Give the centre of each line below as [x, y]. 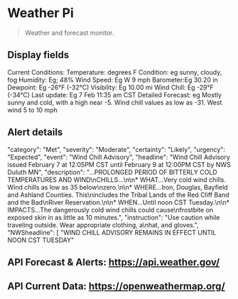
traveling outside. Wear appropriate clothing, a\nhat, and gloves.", [103, 224]
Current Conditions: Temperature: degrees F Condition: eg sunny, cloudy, [115, 72]
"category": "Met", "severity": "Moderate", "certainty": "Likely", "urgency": [117, 149]
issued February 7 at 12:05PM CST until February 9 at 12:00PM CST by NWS [119, 164]
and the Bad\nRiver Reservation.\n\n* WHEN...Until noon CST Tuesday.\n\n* [119, 202]
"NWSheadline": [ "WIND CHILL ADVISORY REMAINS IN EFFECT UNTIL [112, 232]
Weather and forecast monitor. [69, 33]
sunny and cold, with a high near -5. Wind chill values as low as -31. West [115, 102]
